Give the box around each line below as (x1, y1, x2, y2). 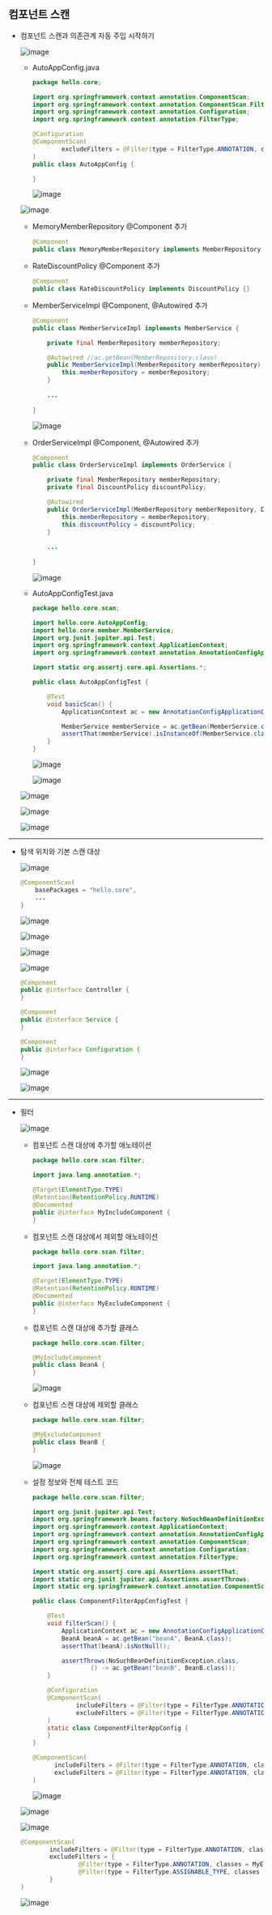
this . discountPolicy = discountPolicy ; (61, 521, 196, 529)
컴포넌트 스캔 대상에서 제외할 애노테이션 (32, 1232, 159, 1241)
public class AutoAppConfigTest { (32, 679, 149, 687)
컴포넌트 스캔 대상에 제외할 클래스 (32, 1400, 139, 1410)
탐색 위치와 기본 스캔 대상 (19, 847, 101, 857)
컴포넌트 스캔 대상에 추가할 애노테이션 (32, 1140, 152, 1150)
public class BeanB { (32, 1438, 105, 1446)
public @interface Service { (19, 1015, 119, 1024)
